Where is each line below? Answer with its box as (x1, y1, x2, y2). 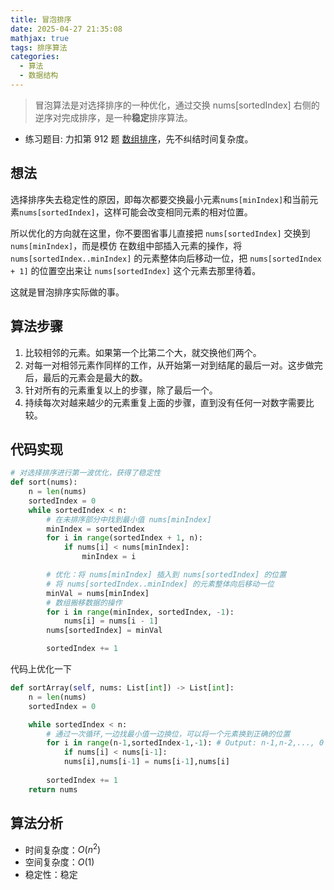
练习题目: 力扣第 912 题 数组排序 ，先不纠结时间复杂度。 (24, 132, 254, 145)
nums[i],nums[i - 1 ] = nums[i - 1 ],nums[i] (63, 757, 230, 767)
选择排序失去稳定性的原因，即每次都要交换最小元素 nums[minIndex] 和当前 (10, 193, 310, 205)
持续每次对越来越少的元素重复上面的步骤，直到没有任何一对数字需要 (24, 396, 306, 408)
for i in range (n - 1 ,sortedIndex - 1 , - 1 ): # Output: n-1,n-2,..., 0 (46, 738, 325, 748)
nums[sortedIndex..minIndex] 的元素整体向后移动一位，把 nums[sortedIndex (10, 252, 322, 264)
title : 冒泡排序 (10, 14, 72, 25)
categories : (10, 52, 60, 62)
